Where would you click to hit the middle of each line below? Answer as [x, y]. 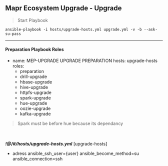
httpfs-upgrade [35, 92]
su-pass [13, 34]
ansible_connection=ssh [37, 159]
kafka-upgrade [35, 114]
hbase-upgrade [36, 82]
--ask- [150, 29]
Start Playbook [33, 20]
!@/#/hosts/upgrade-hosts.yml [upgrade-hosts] [56, 144]
